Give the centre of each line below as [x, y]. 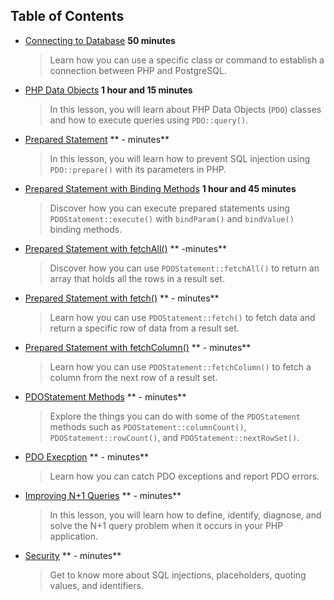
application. [74, 536]
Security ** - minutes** [73, 555]
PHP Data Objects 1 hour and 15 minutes [108, 90]
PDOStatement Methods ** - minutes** [105, 396]
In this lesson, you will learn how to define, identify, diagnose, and [185, 515]
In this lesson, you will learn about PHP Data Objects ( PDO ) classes [185, 109]
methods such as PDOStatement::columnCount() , [148, 426]
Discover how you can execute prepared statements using [169, 208]
